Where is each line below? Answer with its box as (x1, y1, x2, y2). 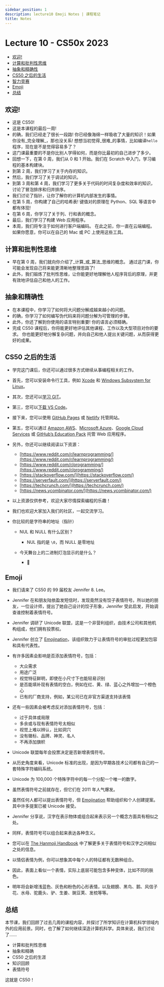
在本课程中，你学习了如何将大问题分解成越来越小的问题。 (12, 306, 128, 313)
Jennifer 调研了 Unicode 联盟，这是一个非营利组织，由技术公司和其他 (12, 620, 152, 626)
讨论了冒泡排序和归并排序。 (12, 187, 68, 193)
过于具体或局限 (19, 714, 50, 721)
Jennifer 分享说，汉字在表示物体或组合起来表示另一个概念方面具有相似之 (12, 814, 159, 819)
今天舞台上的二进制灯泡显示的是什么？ (19, 549, 97, 555)
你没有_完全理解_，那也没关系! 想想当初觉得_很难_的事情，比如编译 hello (12, 138, 158, 144)
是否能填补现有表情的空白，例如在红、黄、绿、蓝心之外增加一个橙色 (19, 682, 157, 687)
